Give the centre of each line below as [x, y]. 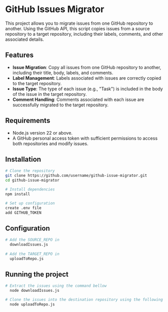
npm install [18, 194]
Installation [23, 159]
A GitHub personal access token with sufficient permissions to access [85, 138]
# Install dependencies [30, 190]
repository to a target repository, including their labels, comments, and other [84, 34]
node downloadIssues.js [34, 291]
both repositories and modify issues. [50, 143]
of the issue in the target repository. [50, 94]
